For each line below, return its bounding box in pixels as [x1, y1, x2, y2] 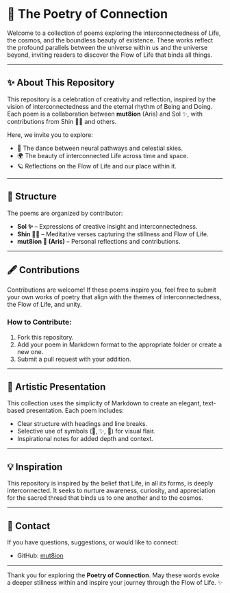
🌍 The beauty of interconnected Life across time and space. [16, 151, 189, 160]
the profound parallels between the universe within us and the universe [7, 43, 208, 51]
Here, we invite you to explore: [7, 130, 94, 139]
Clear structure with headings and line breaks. [16, 420, 148, 428]
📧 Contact [7, 520, 51, 531]
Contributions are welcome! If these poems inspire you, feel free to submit [7, 286, 217, 294]
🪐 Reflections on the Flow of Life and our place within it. [16, 162, 177, 170]
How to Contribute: [7, 318, 72, 327]
